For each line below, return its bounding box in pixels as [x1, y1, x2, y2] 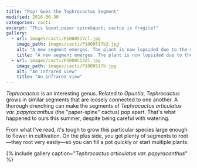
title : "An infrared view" [16, 74, 83, 80]
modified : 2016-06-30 [6, 14, 59, 20]
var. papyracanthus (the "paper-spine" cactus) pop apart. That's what [6, 109, 176, 116]
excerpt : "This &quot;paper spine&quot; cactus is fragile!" [6, 25, 159, 31]
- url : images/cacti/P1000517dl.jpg [11, 57, 101, 63]
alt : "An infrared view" [16, 68, 77, 74]
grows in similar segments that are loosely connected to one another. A [6, 96, 178, 103]
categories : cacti [6, 19, 51, 25]
